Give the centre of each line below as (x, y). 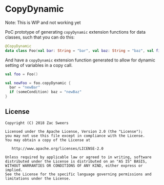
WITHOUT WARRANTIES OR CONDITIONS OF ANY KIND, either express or (74, 165)
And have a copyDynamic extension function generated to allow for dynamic (80, 60)
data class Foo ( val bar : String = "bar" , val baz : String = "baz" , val (80, 51)
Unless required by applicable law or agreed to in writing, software (78, 157)
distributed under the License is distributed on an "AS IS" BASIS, (76, 161)
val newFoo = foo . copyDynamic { (38, 83)
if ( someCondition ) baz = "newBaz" (46, 92)
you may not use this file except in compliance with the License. (75, 136)
